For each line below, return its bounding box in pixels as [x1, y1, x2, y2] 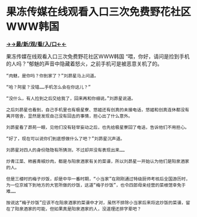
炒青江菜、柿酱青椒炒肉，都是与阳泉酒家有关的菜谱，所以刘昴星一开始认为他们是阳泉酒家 [6, 159, 189, 164]
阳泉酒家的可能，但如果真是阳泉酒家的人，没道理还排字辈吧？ [14, 206, 142, 212]
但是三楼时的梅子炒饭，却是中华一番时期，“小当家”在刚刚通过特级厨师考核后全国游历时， [6, 176, 191, 182]
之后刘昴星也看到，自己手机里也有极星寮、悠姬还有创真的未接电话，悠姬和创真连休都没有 [6, 106, 189, 113]
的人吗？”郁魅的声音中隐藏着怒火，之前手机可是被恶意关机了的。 [6, 60, 163, 67]
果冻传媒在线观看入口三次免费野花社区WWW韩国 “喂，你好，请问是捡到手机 [6, 53, 190, 60]
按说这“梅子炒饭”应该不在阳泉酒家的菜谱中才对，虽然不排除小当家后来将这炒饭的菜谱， [6, 199, 186, 205]
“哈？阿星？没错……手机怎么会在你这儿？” [6, 84, 91, 90]
